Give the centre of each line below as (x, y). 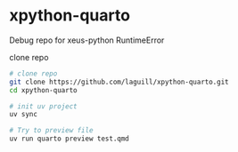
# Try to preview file (51, 131)
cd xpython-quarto (43, 90)
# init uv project (43, 106)
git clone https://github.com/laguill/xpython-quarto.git (119, 82)
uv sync (24, 115)
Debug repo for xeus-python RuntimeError (87, 40)
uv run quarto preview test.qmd (69, 139)
